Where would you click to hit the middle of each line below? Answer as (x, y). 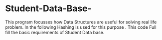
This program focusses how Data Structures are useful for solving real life (81, 22)
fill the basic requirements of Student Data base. (55, 32)
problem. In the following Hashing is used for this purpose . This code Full (81, 27)
